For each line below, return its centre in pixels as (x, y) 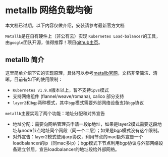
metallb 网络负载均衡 (49, 10)
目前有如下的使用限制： (38, 79)
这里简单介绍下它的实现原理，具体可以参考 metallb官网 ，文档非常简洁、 (79, 73)
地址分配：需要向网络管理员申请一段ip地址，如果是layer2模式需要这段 (85, 124)
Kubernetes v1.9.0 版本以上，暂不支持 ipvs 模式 (61, 90)
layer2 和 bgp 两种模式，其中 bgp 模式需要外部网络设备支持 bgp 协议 (78, 102)
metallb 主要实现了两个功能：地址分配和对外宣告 (55, 113)
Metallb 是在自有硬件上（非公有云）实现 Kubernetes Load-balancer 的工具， (83, 36)
